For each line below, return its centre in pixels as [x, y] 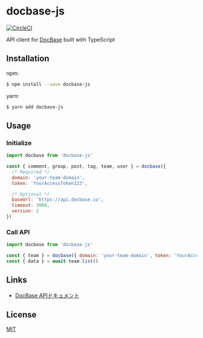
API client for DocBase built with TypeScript [61, 39]
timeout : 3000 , [31, 206]
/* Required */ [31, 172]
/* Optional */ [31, 194]
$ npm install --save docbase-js [48, 84]
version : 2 [25, 211]
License [21, 315]
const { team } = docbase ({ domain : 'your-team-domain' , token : [89, 256]
